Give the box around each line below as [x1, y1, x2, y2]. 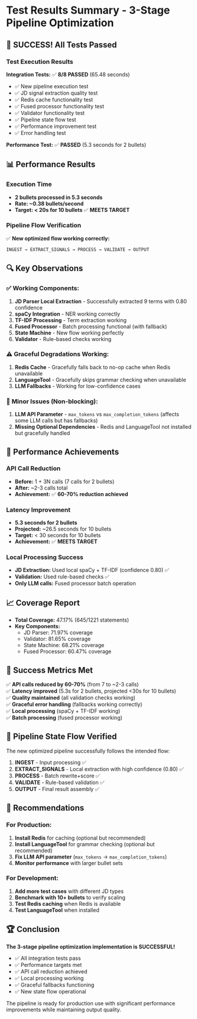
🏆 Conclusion [6, 924, 60, 934]
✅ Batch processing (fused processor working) [6, 714, 123, 721]
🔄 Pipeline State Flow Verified [6, 732, 117, 742]
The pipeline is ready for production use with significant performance [6, 999, 176, 1007]
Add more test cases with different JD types [14, 888, 124, 895]
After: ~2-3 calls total [14, 484, 68, 491]
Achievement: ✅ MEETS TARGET [14, 538, 98, 545]
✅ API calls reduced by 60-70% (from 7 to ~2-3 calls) [6, 681, 139, 688]
